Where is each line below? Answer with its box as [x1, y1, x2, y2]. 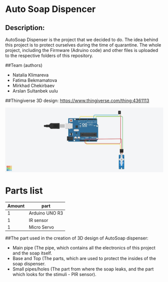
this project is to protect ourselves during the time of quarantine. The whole [5, 42, 161, 48]
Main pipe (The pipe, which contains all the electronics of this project [12, 245, 155, 251]
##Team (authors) [5, 62, 43, 68]
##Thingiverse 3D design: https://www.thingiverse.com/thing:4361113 [5, 97, 149, 103]
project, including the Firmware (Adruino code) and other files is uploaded [5, 47, 158, 53]
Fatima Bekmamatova [12, 77, 58, 83]
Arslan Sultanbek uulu [12, 88, 58, 93]
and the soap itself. [12, 250, 52, 256]
